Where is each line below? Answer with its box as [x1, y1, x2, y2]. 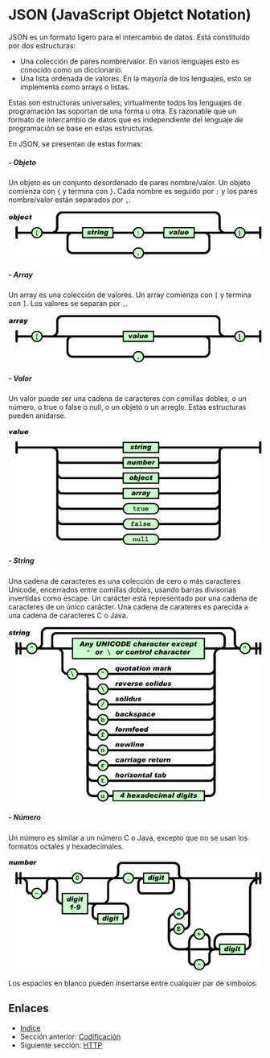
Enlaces [8, 1002, 50, 1015]
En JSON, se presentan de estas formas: [8, 138, 143, 148]
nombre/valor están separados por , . [8, 195, 131, 205]
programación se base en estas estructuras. [8, 123, 155, 133]
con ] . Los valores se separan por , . [8, 299, 129, 308]
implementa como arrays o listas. [19, 82, 130, 92]
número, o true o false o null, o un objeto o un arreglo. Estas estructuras [8, 403, 247, 412]
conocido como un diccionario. [19, 64, 123, 74]
